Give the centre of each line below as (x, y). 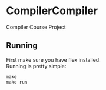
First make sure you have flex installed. (54, 59)
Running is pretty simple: (36, 66)
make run (17, 82)
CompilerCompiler (52, 11)
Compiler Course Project (36, 27)
